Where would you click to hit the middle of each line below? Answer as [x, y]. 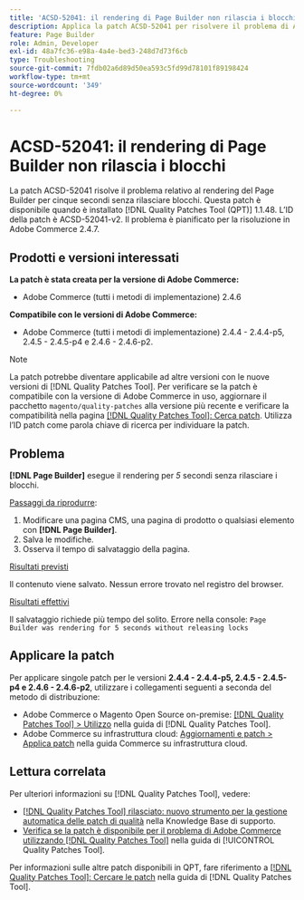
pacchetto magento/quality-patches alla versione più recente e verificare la [149, 406]
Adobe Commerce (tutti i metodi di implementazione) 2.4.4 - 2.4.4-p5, [153, 333]
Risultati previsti [39, 566]
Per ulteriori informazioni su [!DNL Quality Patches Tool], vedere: [130, 793]
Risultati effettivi [39, 602]
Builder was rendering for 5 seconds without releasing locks [129, 628]
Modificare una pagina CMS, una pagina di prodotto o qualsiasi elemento [158, 520]
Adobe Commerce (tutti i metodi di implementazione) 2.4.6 [132, 297]
